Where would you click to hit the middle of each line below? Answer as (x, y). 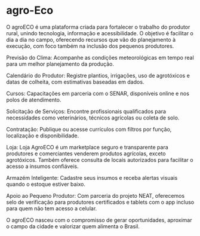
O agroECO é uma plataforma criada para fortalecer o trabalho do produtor (98, 27)
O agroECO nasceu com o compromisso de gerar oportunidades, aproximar (99, 220)
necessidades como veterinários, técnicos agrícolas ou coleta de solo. (93, 118)
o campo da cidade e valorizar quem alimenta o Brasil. (73, 226)
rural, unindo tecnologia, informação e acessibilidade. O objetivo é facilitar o (100, 33)
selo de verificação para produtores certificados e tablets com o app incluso (100, 202)
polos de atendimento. (34, 100)
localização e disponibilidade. (43, 136)
